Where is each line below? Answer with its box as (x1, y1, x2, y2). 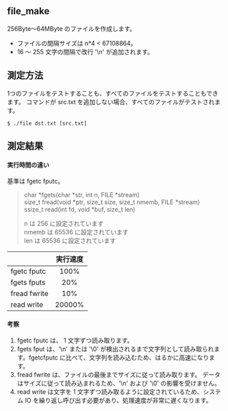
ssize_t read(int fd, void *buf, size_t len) (23, 206, 136, 214)
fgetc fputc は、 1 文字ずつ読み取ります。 (16, 336, 134, 345)
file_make (7, 5, 50, 17)
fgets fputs (10, 277, 46, 287)
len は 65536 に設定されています (23, 236, 116, 245)
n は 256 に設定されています (23, 219, 104, 228)
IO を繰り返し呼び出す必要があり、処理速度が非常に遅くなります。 (25, 397, 212, 405)
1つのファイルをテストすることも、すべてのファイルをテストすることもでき (7, 89, 219, 97)
